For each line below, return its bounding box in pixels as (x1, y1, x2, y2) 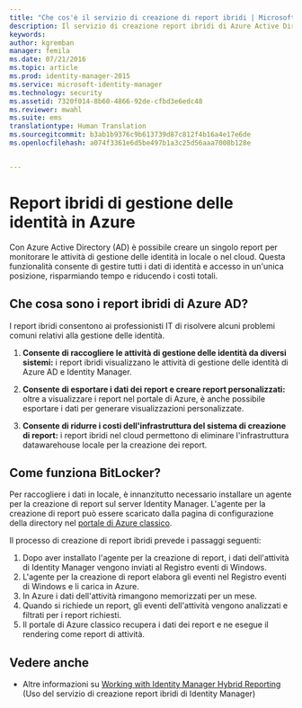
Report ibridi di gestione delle (9, 192, 234, 213)
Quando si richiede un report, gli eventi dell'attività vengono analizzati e (22, 600, 289, 611)
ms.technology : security (9, 88, 102, 97)
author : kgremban (9, 38, 75, 48)
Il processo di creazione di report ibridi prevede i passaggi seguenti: (9, 535, 262, 546)
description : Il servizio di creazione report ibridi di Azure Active (9, 22, 280, 31)
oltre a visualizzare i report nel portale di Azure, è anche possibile (22, 393, 266, 404)
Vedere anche (9, 655, 90, 670)
